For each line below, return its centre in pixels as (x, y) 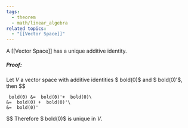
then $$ (16, 86)
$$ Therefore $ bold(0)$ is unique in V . (54, 119)
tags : (13, 12)
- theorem (24, 17)
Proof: (14, 65)
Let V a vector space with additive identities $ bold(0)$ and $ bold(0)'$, (94, 80)
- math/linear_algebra (40, 23)
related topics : (26, 28)
